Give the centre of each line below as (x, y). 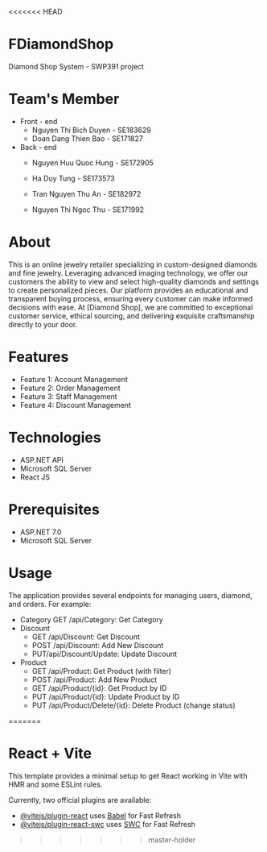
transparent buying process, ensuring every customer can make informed (131, 298)
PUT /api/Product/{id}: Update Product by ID (106, 696)
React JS (35, 477)
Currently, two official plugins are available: (80, 800)
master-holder (172, 840)
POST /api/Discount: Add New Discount (98, 645)
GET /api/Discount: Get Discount (86, 637)
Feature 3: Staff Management (69, 396)
